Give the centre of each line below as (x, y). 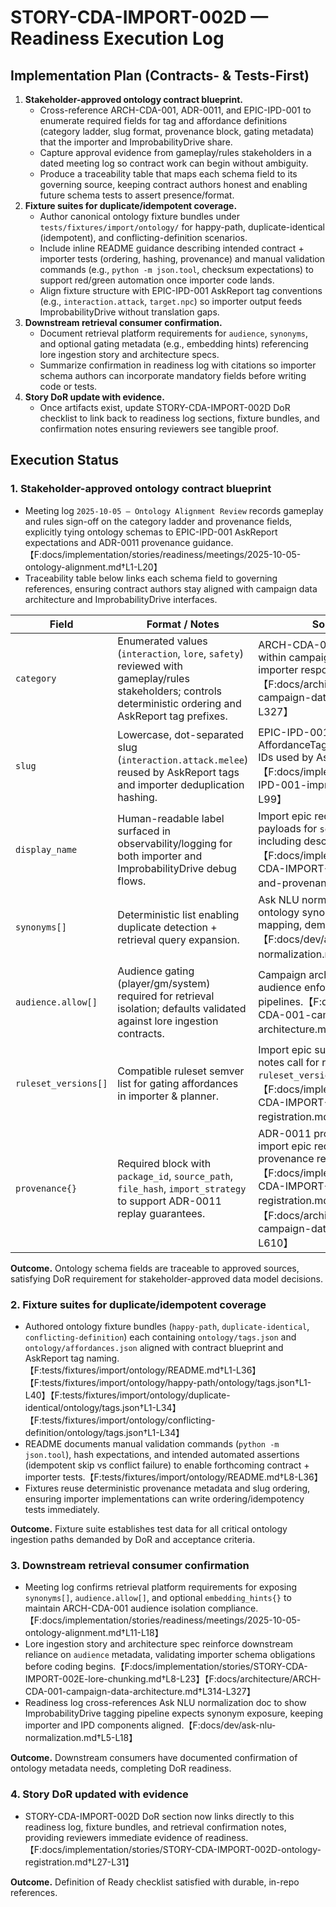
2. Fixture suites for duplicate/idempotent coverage (138, 1304)
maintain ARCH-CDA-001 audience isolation (115, 1608)
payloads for (288, 828)
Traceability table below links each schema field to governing (151, 578)
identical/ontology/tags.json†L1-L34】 (103, 1407)
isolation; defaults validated (182, 1008)
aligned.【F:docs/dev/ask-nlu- (214, 1725)
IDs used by (286, 757)
